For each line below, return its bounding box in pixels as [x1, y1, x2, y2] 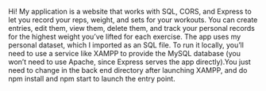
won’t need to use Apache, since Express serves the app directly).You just [8, 57, 252, 66]
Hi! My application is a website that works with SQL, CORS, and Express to [8, 7, 252, 16]
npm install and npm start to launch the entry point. [8, 74, 176, 83]
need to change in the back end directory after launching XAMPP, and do [8, 66, 248, 74]
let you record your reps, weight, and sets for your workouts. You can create [8, 15, 258, 25]
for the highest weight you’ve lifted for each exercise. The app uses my [8, 32, 241, 41]
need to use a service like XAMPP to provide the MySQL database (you [8, 49, 241, 58]
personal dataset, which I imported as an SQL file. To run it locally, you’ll [8, 40, 245, 50]
